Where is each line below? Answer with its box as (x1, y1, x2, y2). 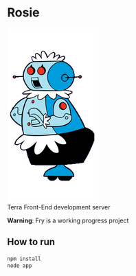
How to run (7, 236, 56, 248)
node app (7, 262, 32, 269)
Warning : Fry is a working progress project (7, 216, 129, 225)
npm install (7, 255, 41, 262)
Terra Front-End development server (7, 203, 111, 211)
